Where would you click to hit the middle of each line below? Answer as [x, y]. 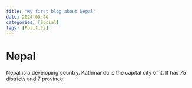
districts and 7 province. [35, 79]
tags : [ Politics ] [27, 28]
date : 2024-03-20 [27, 17]
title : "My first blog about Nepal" [51, 11]
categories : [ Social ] [33, 22]
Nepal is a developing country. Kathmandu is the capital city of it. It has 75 [96, 73]
